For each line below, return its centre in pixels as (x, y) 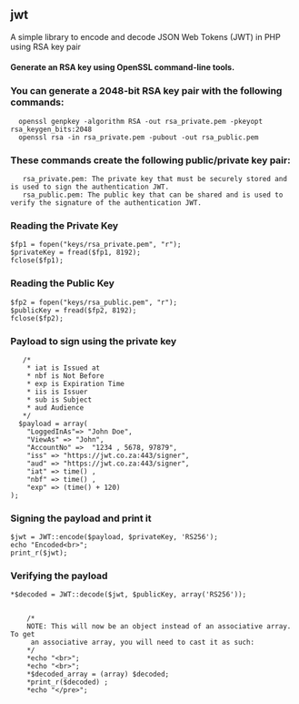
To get (23, 635)
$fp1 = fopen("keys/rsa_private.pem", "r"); (96, 245)
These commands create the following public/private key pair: (150, 160)
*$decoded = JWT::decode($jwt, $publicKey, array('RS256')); (129, 595)
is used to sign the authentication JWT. (90, 187)
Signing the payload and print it (81, 518)
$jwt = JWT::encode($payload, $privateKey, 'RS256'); (115, 537)
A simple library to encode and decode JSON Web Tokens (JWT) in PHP (145, 36)
